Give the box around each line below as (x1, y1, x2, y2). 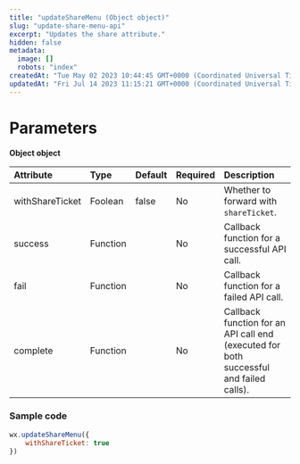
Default (135, 169, 168, 181)
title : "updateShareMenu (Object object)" (9, 12, 170, 22)
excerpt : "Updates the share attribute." (9, 29, 166, 38)
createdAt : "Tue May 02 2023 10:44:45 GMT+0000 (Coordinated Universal (9, 71, 281, 80)
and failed (223, 372, 266, 385)
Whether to (223, 184, 271, 196)
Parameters (9, 118, 98, 138)
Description (223, 169, 275, 181)
